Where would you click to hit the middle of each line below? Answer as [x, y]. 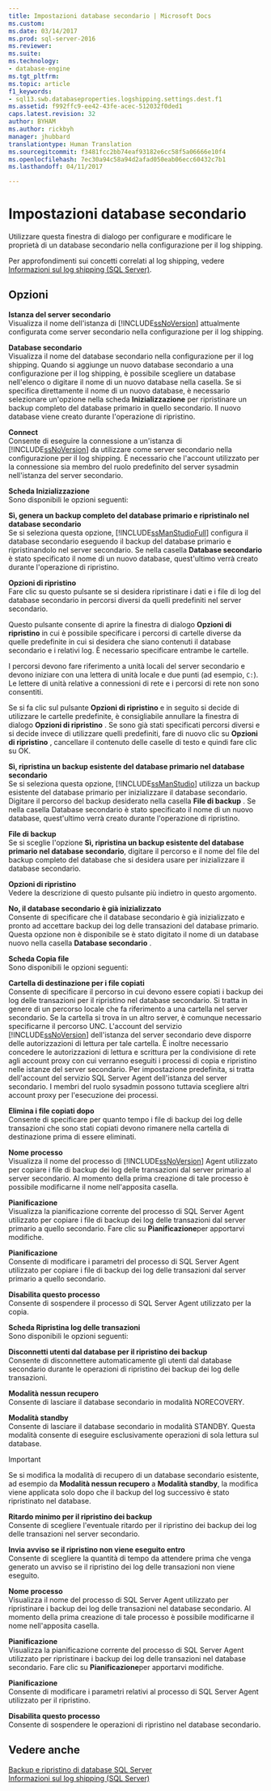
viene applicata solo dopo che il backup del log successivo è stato [119, 1492]
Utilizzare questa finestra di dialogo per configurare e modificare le [120, 237]
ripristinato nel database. [50, 1500]
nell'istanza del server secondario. [66, 475]
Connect [23, 432]
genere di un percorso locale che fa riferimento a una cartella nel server [128, 1009]
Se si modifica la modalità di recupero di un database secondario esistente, [133, 1475]
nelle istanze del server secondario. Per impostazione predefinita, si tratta [131, 1069]
